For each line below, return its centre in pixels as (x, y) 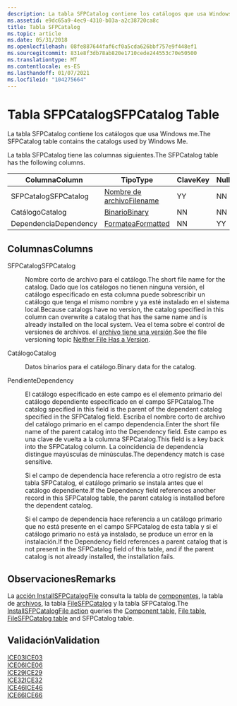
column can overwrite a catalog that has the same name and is (116, 317)
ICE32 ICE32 (25, 680)
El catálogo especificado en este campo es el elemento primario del (123, 394)
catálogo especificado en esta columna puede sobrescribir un (115, 294)
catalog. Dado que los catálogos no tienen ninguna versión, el (115, 287)
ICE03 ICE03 (25, 657)
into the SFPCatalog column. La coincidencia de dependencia (115, 447)
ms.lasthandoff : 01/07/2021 (49, 73)
